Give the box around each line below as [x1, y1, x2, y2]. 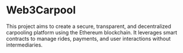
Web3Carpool [6, 3, 76, 17]
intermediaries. [6, 41, 43, 48]
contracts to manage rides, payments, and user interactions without [6, 35, 171, 42]
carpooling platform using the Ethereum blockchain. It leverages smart [6, 29, 178, 36]
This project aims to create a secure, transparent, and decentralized [6, 23, 171, 30]
